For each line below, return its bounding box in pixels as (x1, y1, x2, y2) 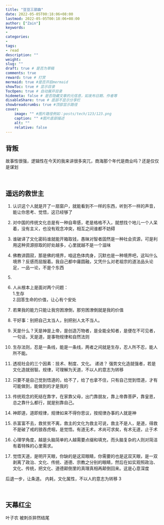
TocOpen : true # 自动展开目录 (5, 89, 62, 94)
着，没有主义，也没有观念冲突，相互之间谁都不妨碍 (12, 226, 115, 232)
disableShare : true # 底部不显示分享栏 (5, 98, 81, 103)
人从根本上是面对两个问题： (12, 285, 69, 290)
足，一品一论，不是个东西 (12, 265, 64, 271)
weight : (5, 57, 21, 62)
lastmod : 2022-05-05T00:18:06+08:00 (5, 16, 80, 21)
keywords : (5, 25, 26, 30)
